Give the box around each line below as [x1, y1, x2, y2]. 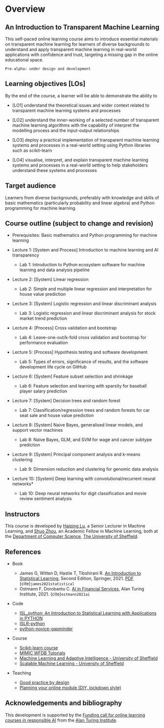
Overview [5, 3, 46, 15]
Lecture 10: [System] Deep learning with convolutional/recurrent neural [12, 476, 156, 482]
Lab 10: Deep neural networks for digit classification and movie [19, 490, 147, 497]
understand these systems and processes [12, 167, 97, 173]
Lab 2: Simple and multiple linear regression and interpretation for [19, 286, 152, 292]
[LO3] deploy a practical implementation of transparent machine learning [12, 137, 159, 143]
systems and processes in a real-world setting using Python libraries [12, 142, 151, 148]
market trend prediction [19, 315, 68, 321]
